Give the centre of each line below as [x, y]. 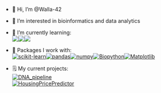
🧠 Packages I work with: [42, 50]
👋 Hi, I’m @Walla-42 [37, 9]
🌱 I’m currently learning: [41, 32]
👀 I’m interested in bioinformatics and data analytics [76, 21]
